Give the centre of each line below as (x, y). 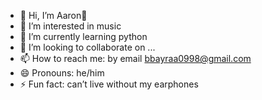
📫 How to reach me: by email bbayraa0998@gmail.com (135, 58)
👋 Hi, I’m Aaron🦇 (53, 15)
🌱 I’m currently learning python (83, 36)
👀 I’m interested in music (70, 26)
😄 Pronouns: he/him (62, 73)
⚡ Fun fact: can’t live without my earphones (109, 84)
